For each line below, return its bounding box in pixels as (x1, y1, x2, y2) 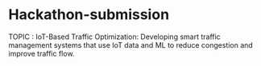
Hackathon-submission (8, 6, 170, 24)
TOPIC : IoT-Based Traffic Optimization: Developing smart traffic (8, 32, 222, 41)
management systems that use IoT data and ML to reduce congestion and (8, 40, 254, 49)
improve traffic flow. (8, 49, 75, 58)
